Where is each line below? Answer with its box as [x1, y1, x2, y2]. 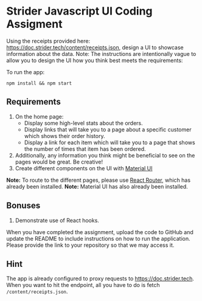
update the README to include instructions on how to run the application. [6, 235, 190, 242]
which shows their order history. [24, 132, 105, 139]
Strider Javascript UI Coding [6, 4, 153, 18]
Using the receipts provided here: [6, 37, 90, 44]
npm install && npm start [6, 80, 72, 86]
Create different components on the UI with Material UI [15, 164, 153, 171]
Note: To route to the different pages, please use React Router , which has [6, 176, 190, 184]
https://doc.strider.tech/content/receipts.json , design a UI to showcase [6, 44, 184, 51]
